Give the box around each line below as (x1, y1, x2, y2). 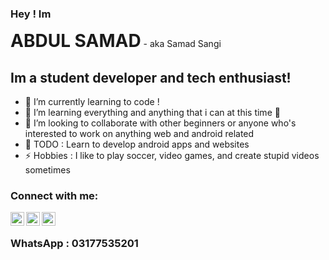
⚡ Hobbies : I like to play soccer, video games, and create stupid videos (24, 150, 320, 162)
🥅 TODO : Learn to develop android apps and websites (24, 138, 250, 151)
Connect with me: (10, 189, 99, 203)
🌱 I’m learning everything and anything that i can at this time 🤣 (24, 107, 281, 119)
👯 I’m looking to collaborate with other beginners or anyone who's (24, 117, 297, 129)
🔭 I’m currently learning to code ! (24, 96, 160, 108)
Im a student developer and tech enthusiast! (10, 69, 292, 86)
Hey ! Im (10, 7, 52, 21)
